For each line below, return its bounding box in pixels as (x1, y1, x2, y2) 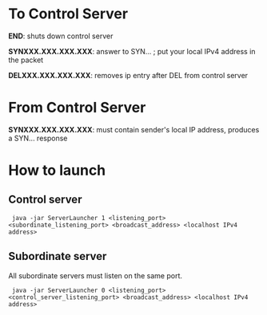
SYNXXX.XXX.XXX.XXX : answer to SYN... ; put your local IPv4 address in (8, 46, 256, 56)
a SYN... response (8, 133, 68, 143)
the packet (8, 55, 44, 65)
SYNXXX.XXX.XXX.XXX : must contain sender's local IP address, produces (8, 124, 260, 134)
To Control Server (8, 5, 129, 23)
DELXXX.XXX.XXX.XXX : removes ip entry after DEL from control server (8, 70, 249, 80)
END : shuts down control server (8, 31, 114, 41)
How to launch (8, 161, 106, 179)
